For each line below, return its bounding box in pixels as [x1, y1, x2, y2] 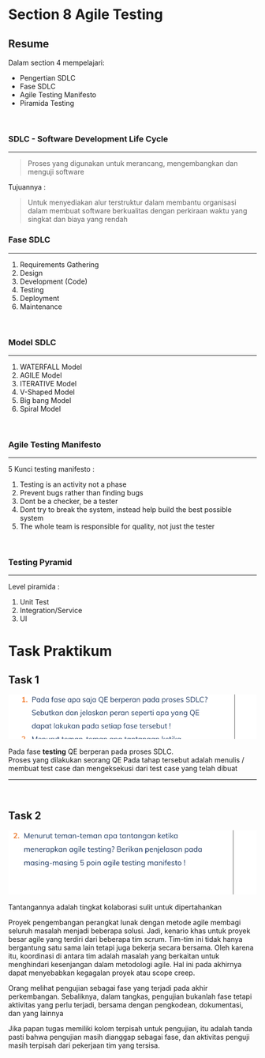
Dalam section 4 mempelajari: [8, 58, 105, 67]
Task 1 [8, 673, 39, 687]
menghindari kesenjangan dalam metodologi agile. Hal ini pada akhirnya [8, 959, 242, 969]
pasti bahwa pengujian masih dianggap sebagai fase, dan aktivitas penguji [8, 1032, 250, 1041]
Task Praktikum [8, 642, 113, 660]
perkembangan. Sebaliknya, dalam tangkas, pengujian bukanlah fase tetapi [8, 992, 252, 1001]
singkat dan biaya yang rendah [27, 215, 128, 224]
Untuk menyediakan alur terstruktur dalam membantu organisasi [27, 198, 237, 207]
